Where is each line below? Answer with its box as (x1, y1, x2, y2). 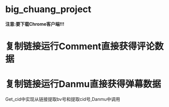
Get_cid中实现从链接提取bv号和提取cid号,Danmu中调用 (5, 96, 121, 102)
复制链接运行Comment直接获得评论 (5, 41, 155, 52)
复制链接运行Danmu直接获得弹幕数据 (5, 79, 161, 90)
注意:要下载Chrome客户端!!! (5, 21, 65, 27)
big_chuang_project (5, 4, 92, 15)
